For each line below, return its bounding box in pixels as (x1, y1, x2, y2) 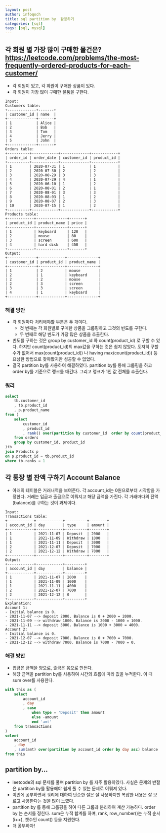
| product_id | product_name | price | (5, 220, 87, 225)
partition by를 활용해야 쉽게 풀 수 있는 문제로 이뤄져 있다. (17, 785, 127, 791)
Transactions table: (5, 514, 48, 519)
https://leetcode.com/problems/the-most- (5, 53, 140, 62)
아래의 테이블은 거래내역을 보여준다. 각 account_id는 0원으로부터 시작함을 (12, 487, 155, 493)
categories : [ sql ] (5, 21, 43, 26)
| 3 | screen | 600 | (5, 238, 87, 243)
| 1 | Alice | (5, 120, 56, 126)
